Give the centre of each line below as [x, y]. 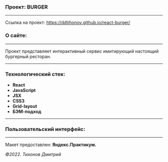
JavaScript [24, 90]
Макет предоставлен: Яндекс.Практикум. [51, 145]
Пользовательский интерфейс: [45, 129]
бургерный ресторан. [28, 56]
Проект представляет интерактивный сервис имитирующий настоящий [82, 51]
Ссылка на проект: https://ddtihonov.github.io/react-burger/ [68, 22]
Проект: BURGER [27, 7]
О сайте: [16, 35]
